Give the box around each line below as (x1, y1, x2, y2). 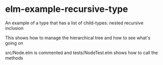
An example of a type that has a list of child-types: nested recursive (5, 20, 144, 26)
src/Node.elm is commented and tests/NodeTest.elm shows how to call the (5, 50, 159, 56)
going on (5, 40, 23, 46)
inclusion (5, 25, 24, 31)
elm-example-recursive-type (5, 3, 128, 15)
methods (5, 55, 23, 61)
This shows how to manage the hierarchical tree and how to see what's (5, 35, 151, 41)
